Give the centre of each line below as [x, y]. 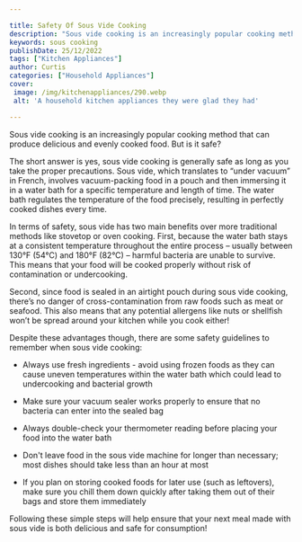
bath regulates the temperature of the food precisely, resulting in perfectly [147, 200]
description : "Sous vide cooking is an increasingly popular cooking [142, 34]
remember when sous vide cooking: [76, 347]
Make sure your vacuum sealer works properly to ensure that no [141, 401]
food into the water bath [67, 438]
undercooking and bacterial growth [87, 384]
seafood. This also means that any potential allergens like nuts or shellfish [146, 310]
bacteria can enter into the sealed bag [93, 411]
